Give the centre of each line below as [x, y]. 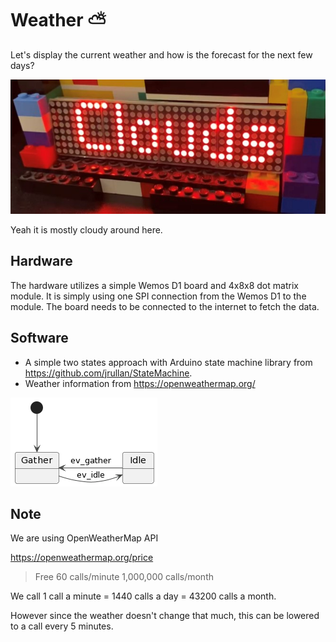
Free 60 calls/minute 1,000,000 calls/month [124, 577]
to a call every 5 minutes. [62, 626]
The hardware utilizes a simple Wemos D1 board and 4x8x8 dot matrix [154, 285]
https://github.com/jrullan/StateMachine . [108, 373]
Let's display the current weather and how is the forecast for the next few [161, 54]
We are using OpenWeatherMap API [84, 538]
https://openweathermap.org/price [82, 558]
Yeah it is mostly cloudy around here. [86, 229]
